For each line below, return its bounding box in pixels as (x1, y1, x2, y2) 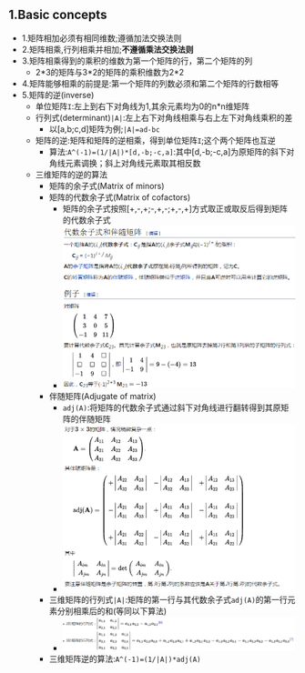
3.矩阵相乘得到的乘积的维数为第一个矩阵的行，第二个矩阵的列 (21, 55, 253, 66)
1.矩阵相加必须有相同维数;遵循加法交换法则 (21, 32, 182, 44)
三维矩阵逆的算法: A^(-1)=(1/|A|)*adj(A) (48, 654, 201, 665)
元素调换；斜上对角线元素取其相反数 (65, 157, 201, 168)
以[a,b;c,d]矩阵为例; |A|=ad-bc (48, 123, 160, 135)
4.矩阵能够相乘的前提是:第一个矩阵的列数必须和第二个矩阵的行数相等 (21, 77, 280, 89)
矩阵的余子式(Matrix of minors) (48, 180, 165, 191)
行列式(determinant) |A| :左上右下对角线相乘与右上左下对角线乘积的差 (35, 112, 293, 123)
